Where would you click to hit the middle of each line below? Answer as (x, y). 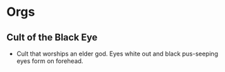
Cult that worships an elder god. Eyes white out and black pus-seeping (117, 53)
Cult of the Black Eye (52, 37)
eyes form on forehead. (50, 61)
